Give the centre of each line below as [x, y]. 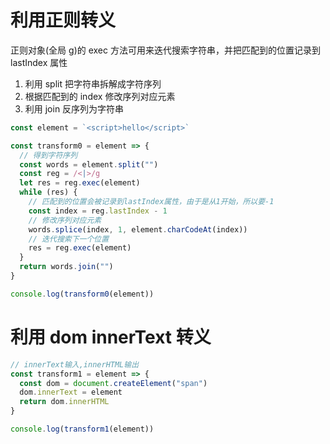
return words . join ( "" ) [66, 267]
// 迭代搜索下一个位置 [69, 239]
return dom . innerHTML [64, 402]
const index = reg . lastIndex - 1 [98, 211]
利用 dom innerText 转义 [111, 337]
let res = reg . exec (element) [80, 183]
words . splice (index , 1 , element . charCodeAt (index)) [138, 229]
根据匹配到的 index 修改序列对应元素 [100, 96]
